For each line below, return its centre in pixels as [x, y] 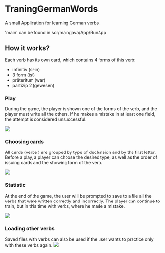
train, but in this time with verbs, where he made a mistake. [65, 206]
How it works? [28, 48]
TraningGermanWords [51, 9]
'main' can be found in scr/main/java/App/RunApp [56, 32]
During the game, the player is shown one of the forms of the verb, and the [81, 109]
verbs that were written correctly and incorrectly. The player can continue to [82, 201]
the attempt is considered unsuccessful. [46, 119]
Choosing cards [25, 141]
